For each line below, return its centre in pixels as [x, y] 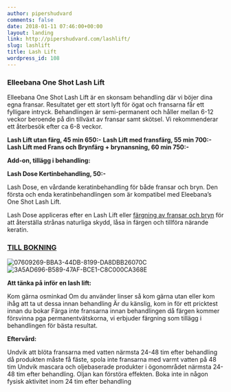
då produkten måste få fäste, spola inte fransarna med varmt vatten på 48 [112, 360]
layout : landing [30, 33]
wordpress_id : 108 [33, 58]
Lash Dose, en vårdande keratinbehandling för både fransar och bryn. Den [113, 187]
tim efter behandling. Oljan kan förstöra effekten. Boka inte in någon [112, 374]
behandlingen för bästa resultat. [53, 326]
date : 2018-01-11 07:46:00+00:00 [55, 26]
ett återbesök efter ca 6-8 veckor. [55, 127]
